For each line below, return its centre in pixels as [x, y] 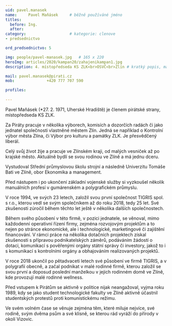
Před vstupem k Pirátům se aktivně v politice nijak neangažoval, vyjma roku [85, 287]
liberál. [13, 141]
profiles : [16, 90]
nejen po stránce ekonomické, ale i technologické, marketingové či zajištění [85, 229]
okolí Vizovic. [19, 319]
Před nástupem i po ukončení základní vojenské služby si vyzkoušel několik [85, 182]
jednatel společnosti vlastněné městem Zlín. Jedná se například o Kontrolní [84, 130]
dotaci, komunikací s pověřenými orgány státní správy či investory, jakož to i [85, 245]
